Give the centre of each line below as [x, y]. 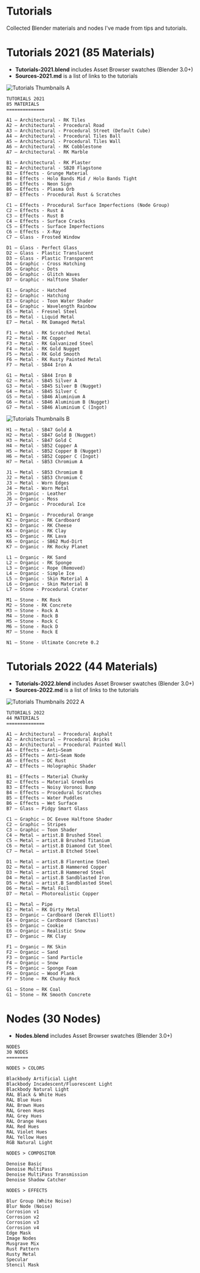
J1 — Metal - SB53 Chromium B [45, 472]
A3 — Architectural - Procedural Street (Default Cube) [78, 131]
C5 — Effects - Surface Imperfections [55, 226]
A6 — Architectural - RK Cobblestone [54, 147]
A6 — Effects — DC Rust [36, 761]
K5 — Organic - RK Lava [36, 536]
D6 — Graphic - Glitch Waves [43, 274]
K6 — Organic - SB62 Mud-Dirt [45, 541]
